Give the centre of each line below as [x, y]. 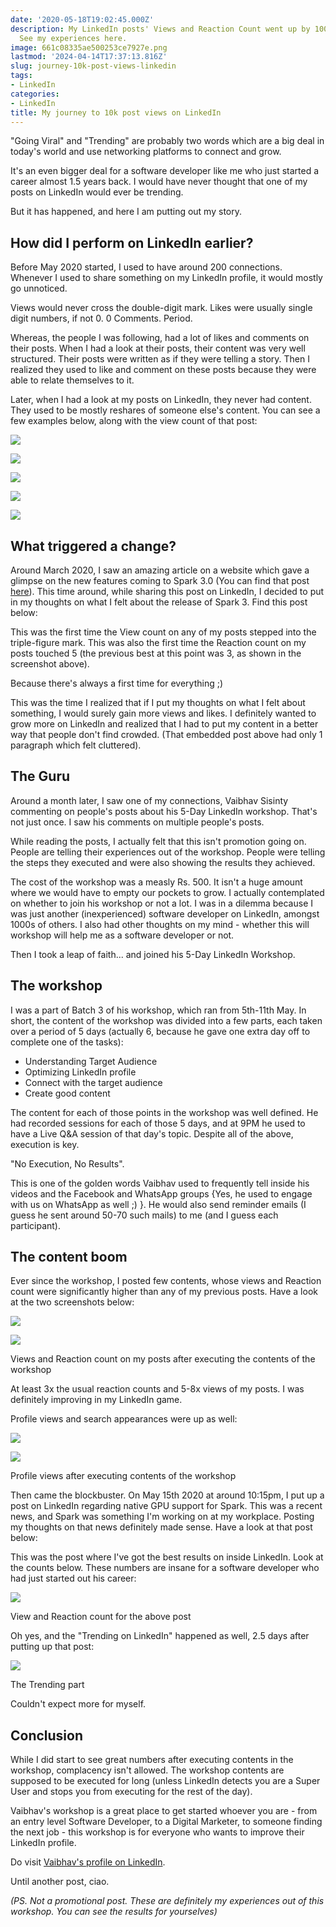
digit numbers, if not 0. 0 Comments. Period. [101, 318]
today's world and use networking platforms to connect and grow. [146, 152]
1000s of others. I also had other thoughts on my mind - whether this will [160, 924]
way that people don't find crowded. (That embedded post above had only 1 [166, 734]
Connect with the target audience [93, 1082]
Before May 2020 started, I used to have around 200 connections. [146, 267]
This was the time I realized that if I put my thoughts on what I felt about [158, 702]
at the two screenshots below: [72, 1302]
